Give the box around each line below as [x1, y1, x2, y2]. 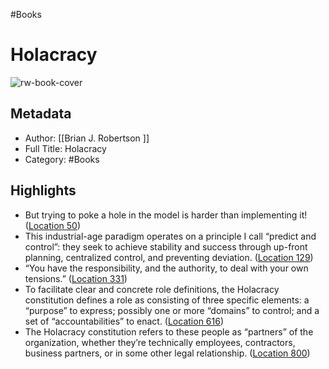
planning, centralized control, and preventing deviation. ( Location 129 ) [24, 251, 314, 263]
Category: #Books [24, 153, 100, 165]
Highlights [10, 182, 77, 199]
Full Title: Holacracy [24, 142, 107, 154]
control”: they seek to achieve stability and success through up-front [24, 240, 308, 253]
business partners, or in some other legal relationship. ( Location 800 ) [24, 347, 311, 359]
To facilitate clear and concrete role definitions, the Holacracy [24, 283, 280, 295]
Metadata [10, 105, 72, 123]
